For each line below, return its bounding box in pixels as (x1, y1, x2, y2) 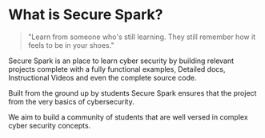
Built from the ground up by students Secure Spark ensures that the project (8, 88, 257, 97)
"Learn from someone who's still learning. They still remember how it (27, 32, 256, 41)
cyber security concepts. (8, 120, 91, 130)
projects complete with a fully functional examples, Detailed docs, (8, 64, 226, 73)
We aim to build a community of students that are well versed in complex (8, 112, 248, 121)
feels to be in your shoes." (27, 40, 114, 49)
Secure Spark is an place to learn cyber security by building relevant (8, 56, 235, 65)
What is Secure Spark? (8, 6, 163, 24)
